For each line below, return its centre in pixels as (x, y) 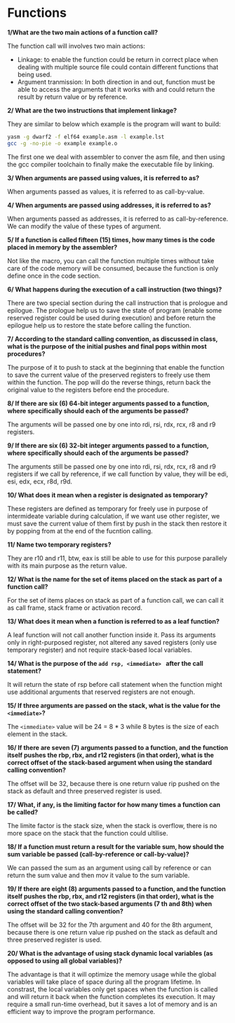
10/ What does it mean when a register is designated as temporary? (108, 495)
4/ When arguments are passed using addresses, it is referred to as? (109, 205)
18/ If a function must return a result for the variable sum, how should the (116, 846)
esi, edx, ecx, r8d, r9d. (40, 481)
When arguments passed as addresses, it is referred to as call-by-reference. (118, 218)
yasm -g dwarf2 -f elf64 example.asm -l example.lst (86, 137)
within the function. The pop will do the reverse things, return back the (109, 382)
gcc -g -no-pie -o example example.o (62, 143)
